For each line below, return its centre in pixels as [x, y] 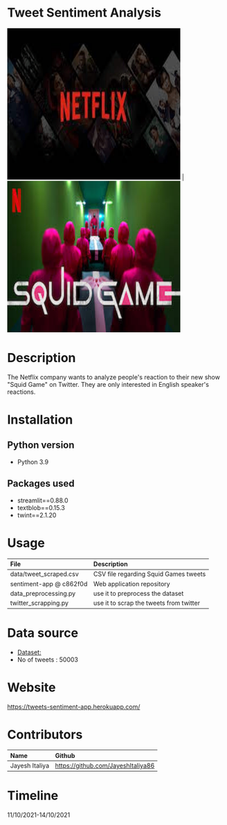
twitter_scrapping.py [39, 603]
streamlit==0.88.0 [43, 500]
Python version [41, 445]
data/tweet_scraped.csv [45, 574]
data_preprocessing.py [43, 593]
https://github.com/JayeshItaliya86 [105, 765]
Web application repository [132, 583]
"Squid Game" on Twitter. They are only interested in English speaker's [108, 384]
